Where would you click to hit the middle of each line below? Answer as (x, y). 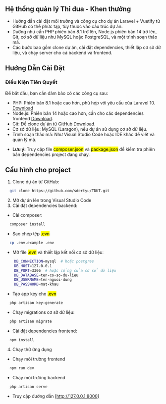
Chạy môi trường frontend (39, 359)
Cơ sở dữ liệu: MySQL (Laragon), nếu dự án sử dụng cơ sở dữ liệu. (80, 129)
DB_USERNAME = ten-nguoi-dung (43, 280)
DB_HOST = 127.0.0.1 (33, 266)
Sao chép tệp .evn (31, 234)
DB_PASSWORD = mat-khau (36, 284)
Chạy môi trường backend (39, 377)
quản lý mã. (24, 140)
